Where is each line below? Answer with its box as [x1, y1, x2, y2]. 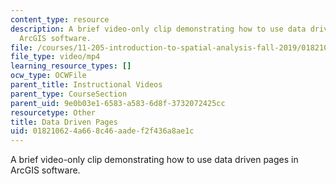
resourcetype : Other [10, 107, 97, 118]
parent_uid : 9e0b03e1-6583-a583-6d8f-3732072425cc [10, 98, 226, 108]
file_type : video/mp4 [10, 52, 101, 62]
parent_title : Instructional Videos [10, 80, 163, 90]
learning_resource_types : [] [10, 61, 132, 71]
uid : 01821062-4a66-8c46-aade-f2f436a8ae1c [10, 126, 195, 136]
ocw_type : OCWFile [10, 71, 87, 81]
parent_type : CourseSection [10, 89, 128, 99]
